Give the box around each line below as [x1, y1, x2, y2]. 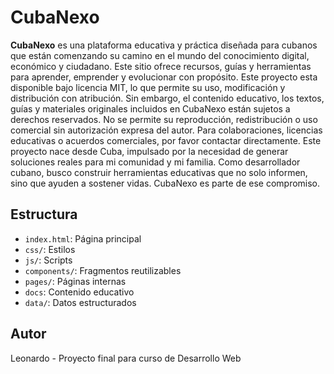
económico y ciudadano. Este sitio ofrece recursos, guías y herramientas [10, 60, 312, 72]
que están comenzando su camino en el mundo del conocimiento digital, [10, 49, 310, 61]
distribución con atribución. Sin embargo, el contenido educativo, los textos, [10, 92, 325, 104]
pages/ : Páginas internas [24, 275, 127, 287]
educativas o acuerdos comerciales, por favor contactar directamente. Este [10, 134, 322, 146]
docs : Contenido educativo [24, 286, 135, 298]
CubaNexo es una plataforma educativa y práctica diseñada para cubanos [10, 39, 318, 51]
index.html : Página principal [24, 232, 142, 245]
